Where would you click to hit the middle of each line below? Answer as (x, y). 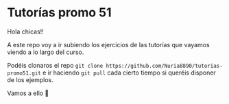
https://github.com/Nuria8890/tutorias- (164, 66)
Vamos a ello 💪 (28, 93)
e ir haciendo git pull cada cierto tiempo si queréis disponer (129, 73)
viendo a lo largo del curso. (46, 52)
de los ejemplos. (30, 79)
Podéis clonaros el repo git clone (55, 65)
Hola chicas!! (26, 31)
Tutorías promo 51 (59, 13)
